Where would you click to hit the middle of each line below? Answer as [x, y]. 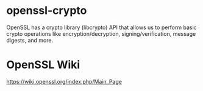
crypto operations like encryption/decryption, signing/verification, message [101, 33]
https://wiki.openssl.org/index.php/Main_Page [64, 81]
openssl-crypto [47, 11]
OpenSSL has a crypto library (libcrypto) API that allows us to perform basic [101, 27]
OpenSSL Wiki [43, 65]
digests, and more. [30, 40]
